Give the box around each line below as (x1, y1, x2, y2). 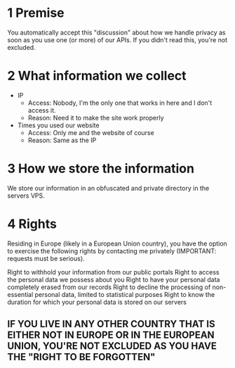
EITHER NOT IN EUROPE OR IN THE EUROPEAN (7, 329, 215, 341)
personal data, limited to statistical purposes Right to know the (34, 290, 215, 298)
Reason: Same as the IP (27, 136, 97, 144)
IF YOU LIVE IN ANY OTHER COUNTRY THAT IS (7, 318, 215, 330)
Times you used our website (17, 121, 100, 129)
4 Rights (7, 216, 58, 231)
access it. (27, 106, 56, 114)
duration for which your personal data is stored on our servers (7, 298, 187, 306)
